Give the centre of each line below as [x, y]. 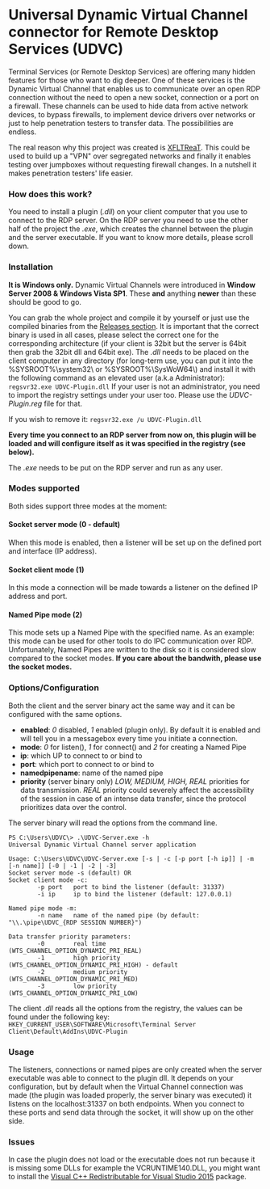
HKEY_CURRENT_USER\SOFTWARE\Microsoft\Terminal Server [102, 1024]
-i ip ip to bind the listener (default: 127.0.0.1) [135, 894]
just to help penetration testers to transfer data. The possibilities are [121, 123]
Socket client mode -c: [48, 880]
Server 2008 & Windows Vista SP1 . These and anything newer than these [132, 293]
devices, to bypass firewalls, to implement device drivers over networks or [132, 114]
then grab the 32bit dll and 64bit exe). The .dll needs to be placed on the [129, 352]
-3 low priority [77, 986]
